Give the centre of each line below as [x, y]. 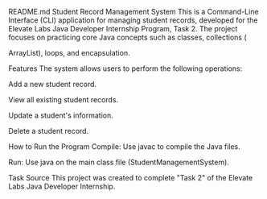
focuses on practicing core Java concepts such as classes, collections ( [127, 37]
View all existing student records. [64, 99]
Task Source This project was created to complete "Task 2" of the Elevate [131, 178]
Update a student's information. [61, 115]
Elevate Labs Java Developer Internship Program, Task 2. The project [123, 29]
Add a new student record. [53, 84]
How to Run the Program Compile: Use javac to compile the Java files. [125, 147]
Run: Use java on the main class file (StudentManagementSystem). [119, 162]
